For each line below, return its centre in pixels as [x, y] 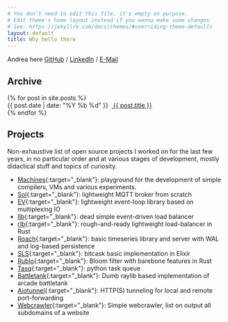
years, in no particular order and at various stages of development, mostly [113, 159]
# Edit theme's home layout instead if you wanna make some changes [108, 20]
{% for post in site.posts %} [47, 97]
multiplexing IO [39, 209]
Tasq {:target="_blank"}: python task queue [79, 268]
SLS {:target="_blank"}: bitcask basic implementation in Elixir [104, 253]
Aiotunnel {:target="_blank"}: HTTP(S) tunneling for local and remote [115, 290]
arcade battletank [42, 283]
